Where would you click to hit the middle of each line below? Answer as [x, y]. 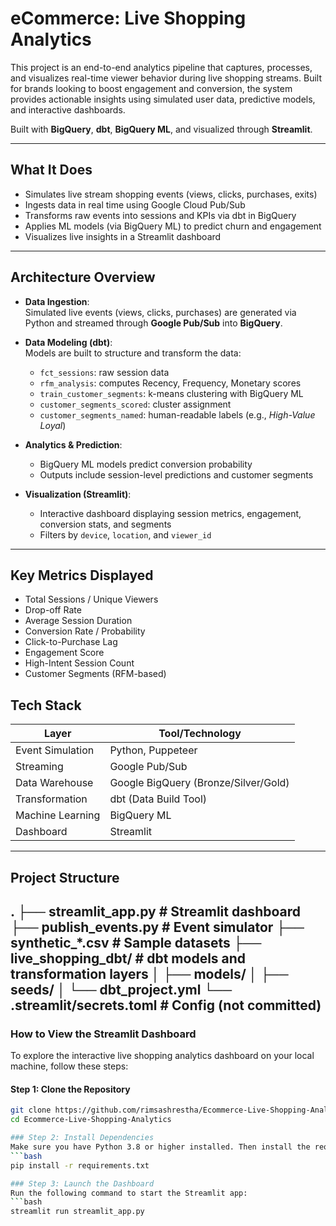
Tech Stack [46, 705]
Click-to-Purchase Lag [71, 642]
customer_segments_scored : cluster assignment [135, 404]
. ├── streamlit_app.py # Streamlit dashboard [155, 911]
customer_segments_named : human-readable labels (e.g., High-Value [177, 414]
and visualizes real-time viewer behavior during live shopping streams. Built [166, 78]
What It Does [51, 170]
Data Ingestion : [57, 301]
